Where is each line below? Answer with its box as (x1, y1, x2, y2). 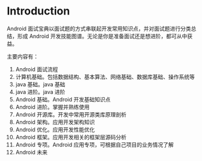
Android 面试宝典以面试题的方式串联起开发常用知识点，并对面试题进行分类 (7, 25, 191, 32)
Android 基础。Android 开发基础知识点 (15, 95, 111, 103)
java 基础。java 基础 (15, 80, 66, 88)
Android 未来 (15, 148, 47, 156)
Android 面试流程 (15, 65, 58, 73)
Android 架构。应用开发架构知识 (15, 118, 95, 125)
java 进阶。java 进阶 (15, 88, 66, 95)
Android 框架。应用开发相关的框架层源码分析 (15, 133, 127, 140)
